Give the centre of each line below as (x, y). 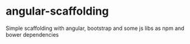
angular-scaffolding (57, 11)
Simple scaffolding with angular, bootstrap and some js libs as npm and (95, 28)
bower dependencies (32, 34)
